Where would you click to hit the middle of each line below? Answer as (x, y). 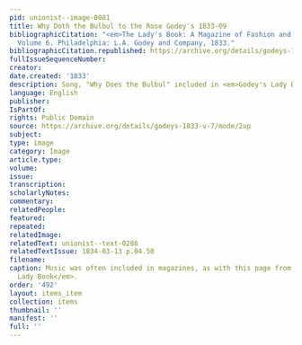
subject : (26, 135)
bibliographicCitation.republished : (78, 51)
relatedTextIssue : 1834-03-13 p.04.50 (82, 252)
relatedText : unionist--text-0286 (74, 243)
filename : (28, 260)
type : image (31, 143)
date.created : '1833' (50, 76)
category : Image (40, 151)
